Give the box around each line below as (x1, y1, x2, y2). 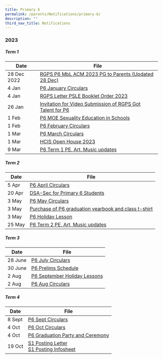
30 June (7, 265, 27, 271)
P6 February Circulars (39, 123, 90, 129)
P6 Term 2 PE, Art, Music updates (30, 221, 107, 228)
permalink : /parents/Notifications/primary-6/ (5, 12, 101, 17)
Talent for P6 (39, 107, 69, 113)
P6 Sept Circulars (28, 316, 68, 323)
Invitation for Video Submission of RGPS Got (39, 101, 141, 108)
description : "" (5, 16, 38, 21)
